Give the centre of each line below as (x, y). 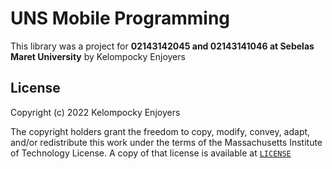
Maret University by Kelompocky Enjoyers (98, 56)
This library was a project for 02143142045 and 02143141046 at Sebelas (162, 46)
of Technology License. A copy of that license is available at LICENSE (151, 153)
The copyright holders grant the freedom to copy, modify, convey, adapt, (160, 131)
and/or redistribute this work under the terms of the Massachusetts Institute (166, 142)
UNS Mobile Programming (120, 18)
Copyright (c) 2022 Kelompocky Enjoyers (95, 112)
